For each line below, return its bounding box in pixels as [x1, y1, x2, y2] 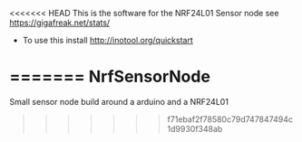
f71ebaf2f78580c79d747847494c [167, 113, 293, 125]
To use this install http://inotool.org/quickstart [22, 35, 193, 45]
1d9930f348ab [167, 123, 223, 134]
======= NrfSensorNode [9, 67, 211, 87]
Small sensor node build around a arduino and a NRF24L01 [9, 96, 229, 107]
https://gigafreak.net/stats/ [9, 17, 111, 28]
